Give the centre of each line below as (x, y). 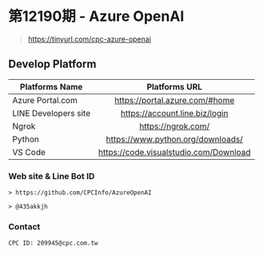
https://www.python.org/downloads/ (175, 139)
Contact (24, 226)
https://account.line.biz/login (174, 113)
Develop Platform (52, 64)
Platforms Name (51, 86)
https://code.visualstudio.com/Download (174, 152)
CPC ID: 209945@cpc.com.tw (53, 243)
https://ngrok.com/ (175, 126)
